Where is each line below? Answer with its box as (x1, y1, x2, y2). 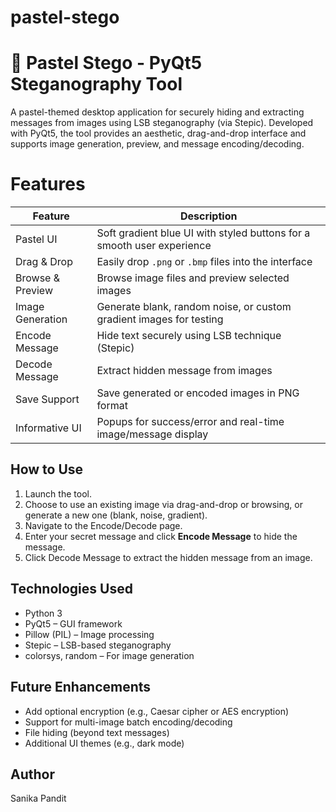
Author (10, 766, 55, 783)
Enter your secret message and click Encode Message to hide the (24, 530, 298, 542)
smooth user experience (96, 239, 212, 253)
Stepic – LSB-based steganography (24, 639, 172, 651)
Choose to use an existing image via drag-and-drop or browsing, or (24, 498, 303, 510)
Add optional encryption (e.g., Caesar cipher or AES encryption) (24, 705, 290, 717)
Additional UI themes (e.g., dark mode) (24, 737, 185, 749)
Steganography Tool (10, 73, 183, 96)
